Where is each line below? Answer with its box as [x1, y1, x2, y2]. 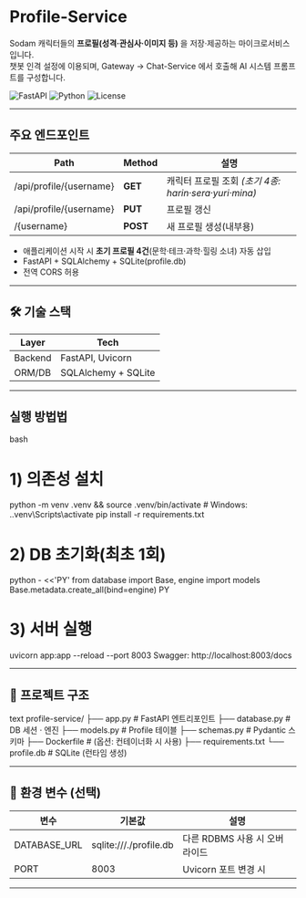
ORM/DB [14, 366, 52, 379]
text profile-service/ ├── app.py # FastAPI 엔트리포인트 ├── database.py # [9, 714, 291, 724]
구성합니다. [25, 71, 66, 83]
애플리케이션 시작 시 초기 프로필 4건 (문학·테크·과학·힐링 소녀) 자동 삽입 [22, 245, 271, 256]
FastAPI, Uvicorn [60, 351, 132, 364]
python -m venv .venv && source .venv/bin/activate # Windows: [9, 499, 249, 510]
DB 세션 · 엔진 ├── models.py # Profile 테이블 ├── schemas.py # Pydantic [9, 725, 287, 736]
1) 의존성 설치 [9, 468, 105, 489]
